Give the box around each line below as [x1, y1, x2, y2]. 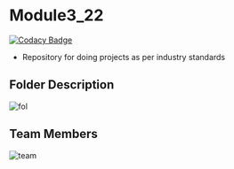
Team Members [9, 127, 98, 142]
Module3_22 [9, 5, 104, 26]
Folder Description [9, 77, 115, 93]
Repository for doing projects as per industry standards [21, 51, 226, 62]
